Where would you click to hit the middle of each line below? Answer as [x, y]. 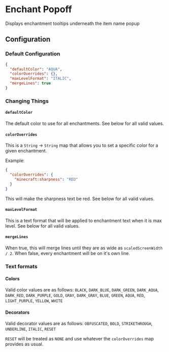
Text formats [22, 266]
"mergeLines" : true [30, 83]
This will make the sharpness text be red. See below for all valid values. [80, 199]
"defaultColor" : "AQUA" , [36, 69]
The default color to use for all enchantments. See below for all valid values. [84, 123]
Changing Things [27, 101]
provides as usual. [24, 344]
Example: [15, 161]
